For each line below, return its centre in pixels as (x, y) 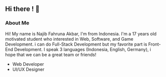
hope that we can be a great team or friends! (51, 54)
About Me (17, 23)
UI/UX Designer (28, 69)
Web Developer (28, 64)
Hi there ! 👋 (23, 9)
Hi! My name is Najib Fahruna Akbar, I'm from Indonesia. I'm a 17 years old (81, 34)
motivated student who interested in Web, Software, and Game (69, 39)
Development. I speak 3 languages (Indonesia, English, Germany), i (83, 49)
